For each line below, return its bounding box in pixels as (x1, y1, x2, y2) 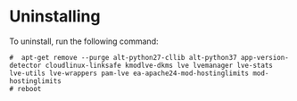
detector (9, 61, 42, 70)
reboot (17, 84, 42, 93)
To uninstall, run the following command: (9, 36, 159, 46)
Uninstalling (9, 6, 101, 27)
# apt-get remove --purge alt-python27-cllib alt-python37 (9, 53, 238, 62)
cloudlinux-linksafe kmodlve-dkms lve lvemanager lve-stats (45, 61, 274, 70)
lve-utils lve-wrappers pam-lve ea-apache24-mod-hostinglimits (9, 69, 250, 78)
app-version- (240, 53, 290, 62)
